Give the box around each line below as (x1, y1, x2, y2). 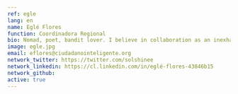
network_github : (7, 69, 55, 76)
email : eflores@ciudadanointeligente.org (7, 50, 132, 57)
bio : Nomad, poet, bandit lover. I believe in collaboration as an (7, 37, 211, 44)
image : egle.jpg (7, 43, 55, 50)
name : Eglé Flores (7, 23, 62, 30)
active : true (7, 76, 46, 83)
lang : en (7, 17, 33, 24)
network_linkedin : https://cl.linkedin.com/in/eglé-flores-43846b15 (7, 63, 214, 70)
